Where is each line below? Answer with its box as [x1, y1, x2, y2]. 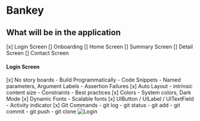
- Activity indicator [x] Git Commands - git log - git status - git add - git [6, 102, 180, 109]
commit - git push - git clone [6, 108, 76, 115]
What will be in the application [6, 27, 121, 38]
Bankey [6, 4, 44, 17]
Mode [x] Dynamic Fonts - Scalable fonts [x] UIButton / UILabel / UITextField [6, 95, 194, 103]
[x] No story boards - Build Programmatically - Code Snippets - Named [6, 76, 181, 83]
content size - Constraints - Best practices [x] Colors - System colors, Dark [6, 89, 192, 96]
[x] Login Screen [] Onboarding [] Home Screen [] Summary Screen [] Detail [6, 43, 193, 50]
